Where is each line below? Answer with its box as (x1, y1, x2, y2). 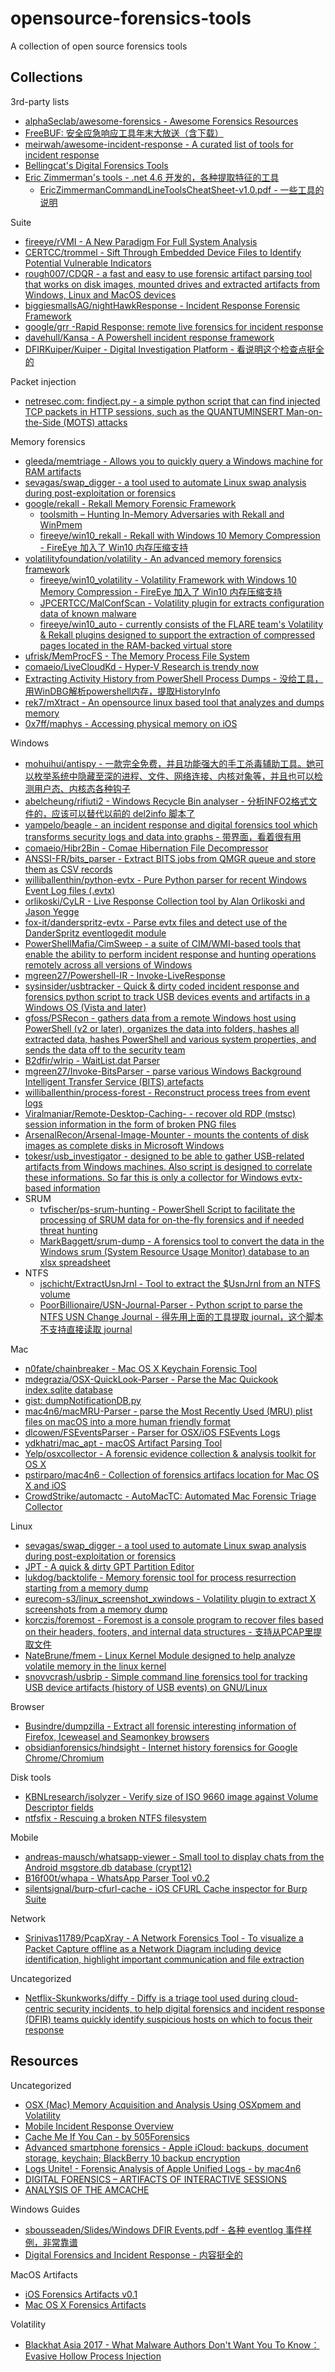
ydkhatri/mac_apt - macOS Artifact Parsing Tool (24, 1437, 223, 1449)
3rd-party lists (10, 95, 70, 107)
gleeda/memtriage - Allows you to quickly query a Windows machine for (24, 455, 323, 467)
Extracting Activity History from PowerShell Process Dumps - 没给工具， (24, 672, 324, 684)
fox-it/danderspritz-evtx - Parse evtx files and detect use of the (24, 916, 288, 928)
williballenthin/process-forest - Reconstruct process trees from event (24, 1086, 311, 1098)
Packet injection (10, 375, 77, 387)
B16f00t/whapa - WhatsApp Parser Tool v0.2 (24, 1872, 210, 1884)
